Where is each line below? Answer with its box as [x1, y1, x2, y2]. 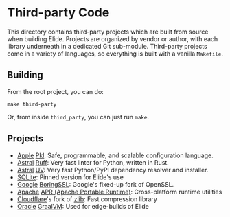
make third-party [7, 101, 57, 108]
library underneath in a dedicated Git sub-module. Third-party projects [7, 42, 207, 50]
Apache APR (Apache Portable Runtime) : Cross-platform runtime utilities [16, 187, 222, 196]
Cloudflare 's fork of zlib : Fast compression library [16, 194, 158, 203]
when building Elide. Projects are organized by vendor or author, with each [7, 34, 218, 43]
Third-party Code [7, 5, 110, 21]
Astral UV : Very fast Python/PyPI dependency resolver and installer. [16, 165, 209, 174]
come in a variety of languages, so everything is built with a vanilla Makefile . [7, 49, 224, 58]
